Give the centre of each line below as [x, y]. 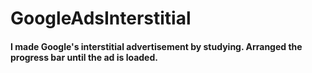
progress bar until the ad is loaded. [84, 57]
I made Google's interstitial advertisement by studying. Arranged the [156, 46]
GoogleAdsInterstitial [101, 18]
